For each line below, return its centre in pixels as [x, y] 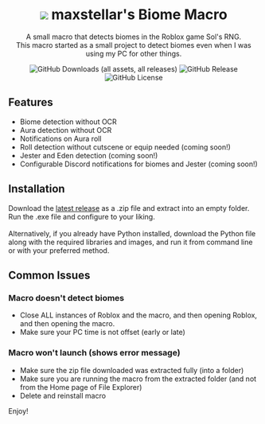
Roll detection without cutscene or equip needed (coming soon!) [125, 147]
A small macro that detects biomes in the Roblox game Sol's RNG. [134, 37]
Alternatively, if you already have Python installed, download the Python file [132, 233]
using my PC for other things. [134, 53]
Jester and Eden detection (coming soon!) [89, 155]
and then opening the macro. [67, 324]
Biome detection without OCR [68, 122]
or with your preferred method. [59, 250]
